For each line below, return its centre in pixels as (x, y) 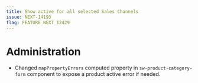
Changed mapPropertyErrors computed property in (76, 68)
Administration (43, 52)
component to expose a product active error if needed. (94, 74)
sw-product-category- (166, 68)
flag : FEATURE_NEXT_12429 (38, 22)
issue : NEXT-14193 (29, 17)
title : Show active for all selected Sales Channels (72, 11)
